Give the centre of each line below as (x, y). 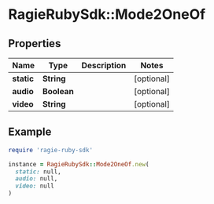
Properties (35, 44)
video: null (35, 186)
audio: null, (37, 179)
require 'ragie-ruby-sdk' (50, 150)
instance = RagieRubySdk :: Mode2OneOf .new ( (79, 164)
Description (104, 66)
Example (30, 132)
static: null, (38, 171)
